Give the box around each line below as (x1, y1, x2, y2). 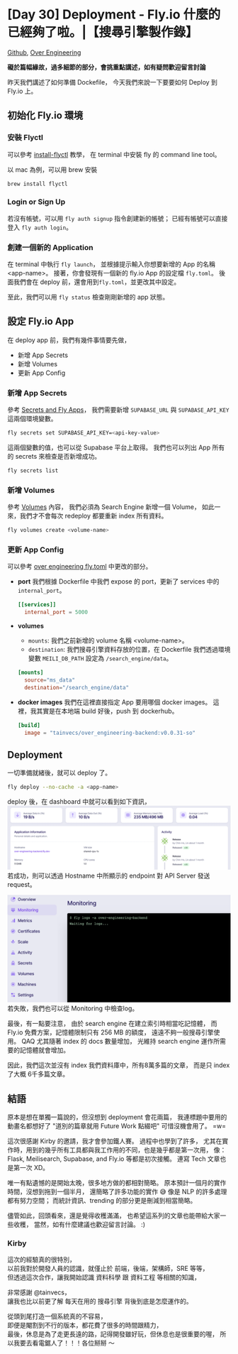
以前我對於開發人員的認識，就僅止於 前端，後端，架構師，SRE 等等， (7, 1265, 209, 1273)
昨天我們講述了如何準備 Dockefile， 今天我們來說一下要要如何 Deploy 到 (7, 77, 218, 86)
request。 (7, 880, 37, 888)
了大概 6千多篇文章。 (7, 1070, 69, 1079)
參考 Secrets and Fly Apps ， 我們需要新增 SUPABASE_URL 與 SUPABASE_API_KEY (7, 405, 229, 414)
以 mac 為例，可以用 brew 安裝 (7, 165, 98, 174)
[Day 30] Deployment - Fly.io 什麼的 (7, 6, 221, 23)
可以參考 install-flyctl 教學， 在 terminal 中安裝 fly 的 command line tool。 (7, 150, 221, 158)
